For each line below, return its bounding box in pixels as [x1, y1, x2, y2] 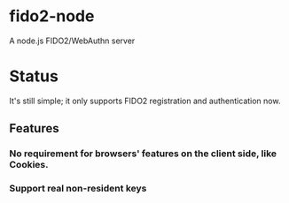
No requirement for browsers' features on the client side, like [9, 147, 277, 160]
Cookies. [9, 159, 49, 171]
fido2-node [9, 6, 95, 26]
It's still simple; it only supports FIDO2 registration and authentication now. [9, 95, 281, 106]
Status [9, 66, 59, 86]
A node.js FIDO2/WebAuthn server [9, 35, 136, 46]
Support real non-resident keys [9, 183, 147, 195]
